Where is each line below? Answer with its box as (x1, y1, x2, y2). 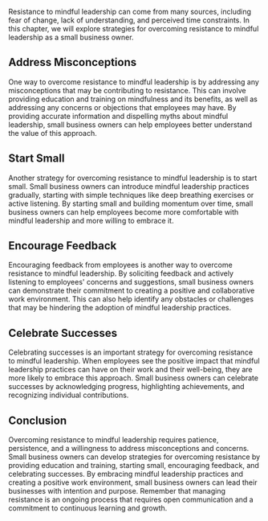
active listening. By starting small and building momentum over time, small (8, 199, 254, 208)
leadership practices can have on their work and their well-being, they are (8, 365, 253, 375)
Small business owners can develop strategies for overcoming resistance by (8, 452, 261, 462)
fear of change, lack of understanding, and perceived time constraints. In (8, 15, 250, 25)
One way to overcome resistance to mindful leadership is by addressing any (8, 76, 259, 87)
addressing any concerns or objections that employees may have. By (8, 102, 237, 112)
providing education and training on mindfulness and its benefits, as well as (8, 94, 258, 104)
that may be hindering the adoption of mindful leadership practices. (8, 303, 232, 313)
